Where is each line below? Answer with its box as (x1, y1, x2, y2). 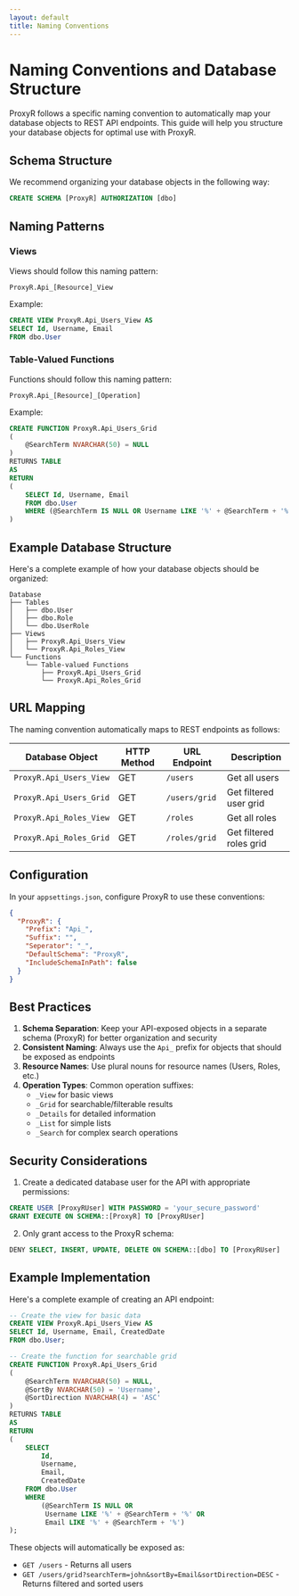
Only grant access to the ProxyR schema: (21, 1228, 174, 1238)
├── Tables (9, 599, 50, 608)
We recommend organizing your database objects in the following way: (9, 177, 270, 187)
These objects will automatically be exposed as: (9, 1542, 185, 1553)
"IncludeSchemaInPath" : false (25, 958, 138, 967)
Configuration (9, 867, 89, 883)
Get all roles (226, 811, 278, 823)
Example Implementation (9, 1270, 151, 1286)
